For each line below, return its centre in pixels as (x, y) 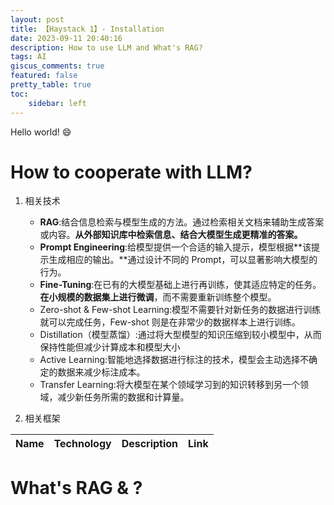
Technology (82, 444)
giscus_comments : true (57, 66)
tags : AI (28, 57)
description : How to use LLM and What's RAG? (106, 47)
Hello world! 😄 (41, 132)
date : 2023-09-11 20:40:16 (66, 38)
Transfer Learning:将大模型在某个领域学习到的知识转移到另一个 (169, 385)
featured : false (44, 76)
